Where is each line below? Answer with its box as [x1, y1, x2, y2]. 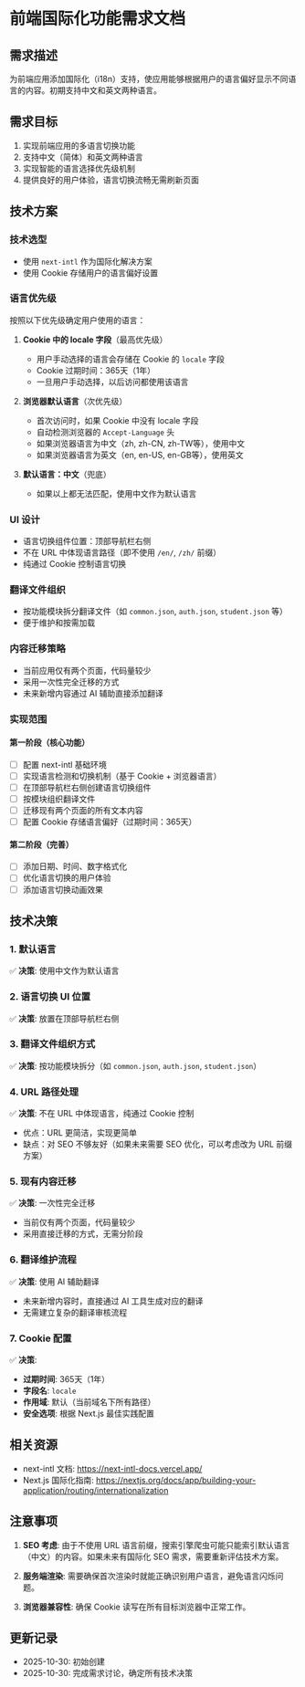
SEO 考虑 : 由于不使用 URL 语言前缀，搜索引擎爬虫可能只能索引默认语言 [22, 1539, 290, 1550]
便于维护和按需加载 [22, 617, 96, 628]
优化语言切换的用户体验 [22, 873, 111, 884]
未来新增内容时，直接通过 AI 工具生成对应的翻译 [22, 1295, 204, 1306]
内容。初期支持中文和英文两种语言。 [25, 85, 162, 96]
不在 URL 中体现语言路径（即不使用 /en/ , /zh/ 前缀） [22, 547, 222, 558]
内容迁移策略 [9, 643, 67, 655]
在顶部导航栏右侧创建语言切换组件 [22, 781, 152, 792]
